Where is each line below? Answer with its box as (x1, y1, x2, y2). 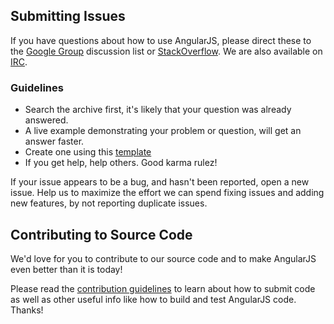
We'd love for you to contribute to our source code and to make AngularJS (10, 252, 317, 264)
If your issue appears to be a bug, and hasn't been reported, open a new (10, 176, 310, 188)
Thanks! (10, 304, 44, 316)
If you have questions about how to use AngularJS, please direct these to (10, 34, 312, 46)
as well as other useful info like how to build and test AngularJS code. (10, 293, 297, 305)
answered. (24, 114, 69, 126)
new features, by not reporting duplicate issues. (10, 197, 208, 209)
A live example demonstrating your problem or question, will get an (24, 125, 302, 137)
